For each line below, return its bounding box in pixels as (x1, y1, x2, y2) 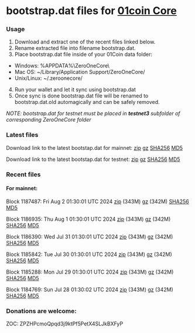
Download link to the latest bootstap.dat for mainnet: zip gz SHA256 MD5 (6, 144, 183, 151)
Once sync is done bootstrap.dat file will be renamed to (14, 92, 149, 99)
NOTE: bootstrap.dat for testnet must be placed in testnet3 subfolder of (6, 110, 180, 117)
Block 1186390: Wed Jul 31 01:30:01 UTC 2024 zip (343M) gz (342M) (6, 233, 173, 240)
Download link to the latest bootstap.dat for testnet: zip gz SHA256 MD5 (6, 156, 180, 163)
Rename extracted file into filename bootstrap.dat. (14, 45, 136, 52)
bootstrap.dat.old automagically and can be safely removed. (14, 99, 160, 106)
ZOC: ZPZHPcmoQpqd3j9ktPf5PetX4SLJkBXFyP (6, 320, 124, 327)
